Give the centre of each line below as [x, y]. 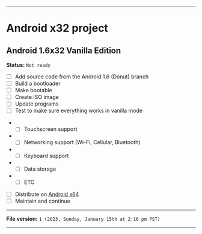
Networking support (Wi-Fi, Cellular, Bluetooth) [82, 142]
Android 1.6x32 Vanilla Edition [64, 50]
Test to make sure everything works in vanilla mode [79, 111]
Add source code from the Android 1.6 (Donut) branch [82, 77]
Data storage [40, 169]
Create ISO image [37, 97]
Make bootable [33, 90]
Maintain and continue [43, 201]
